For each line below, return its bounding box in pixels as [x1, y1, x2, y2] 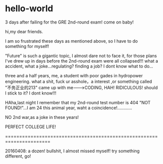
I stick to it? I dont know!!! [5, 90, 57, 96]
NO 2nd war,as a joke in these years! [5, 114, 79, 120]
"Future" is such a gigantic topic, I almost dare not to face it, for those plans [5, 52, 157, 59]
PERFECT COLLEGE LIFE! [5, 123, 56, 130]
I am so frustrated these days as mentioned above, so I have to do [5, 38, 138, 44]
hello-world [5, 3, 54, 14]
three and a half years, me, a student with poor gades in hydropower [5, 72, 143, 78]
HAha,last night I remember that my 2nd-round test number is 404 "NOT [5, 99, 151, 105]
